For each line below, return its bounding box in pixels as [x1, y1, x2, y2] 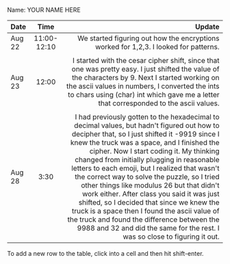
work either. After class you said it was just [81, 189, 220, 198]
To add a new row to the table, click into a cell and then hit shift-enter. [7, 250, 204, 257]
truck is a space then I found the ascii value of [71, 207, 220, 215]
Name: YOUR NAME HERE [7, 6, 81, 14]
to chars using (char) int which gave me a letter [68, 90, 220, 99]
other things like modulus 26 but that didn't [81, 181, 220, 190]
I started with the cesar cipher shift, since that [73, 56, 220, 65]
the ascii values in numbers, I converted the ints [66, 81, 220, 91]
